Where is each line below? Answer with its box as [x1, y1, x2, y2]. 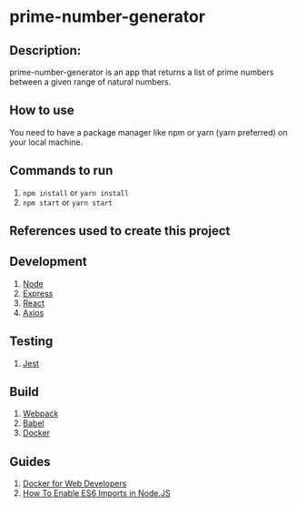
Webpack [22, 408, 59, 420]
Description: [9, 43, 82, 58]
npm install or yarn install [22, 187, 129, 198]
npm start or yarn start [22, 197, 114, 208]
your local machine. [9, 137, 84, 147]
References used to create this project [9, 223, 231, 238]
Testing [9, 334, 54, 350]
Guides [9, 453, 52, 470]
